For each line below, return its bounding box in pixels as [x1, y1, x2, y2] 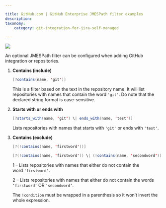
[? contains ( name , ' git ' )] [12, 77, 66, 82]
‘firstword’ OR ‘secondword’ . [12, 182, 74, 188]
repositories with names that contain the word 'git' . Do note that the [12, 91, 155, 97]
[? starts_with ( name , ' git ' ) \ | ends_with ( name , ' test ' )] [12, 116, 133, 121]
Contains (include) [12, 68, 52, 73]
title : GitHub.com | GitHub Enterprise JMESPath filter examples [5, 11, 143, 16]
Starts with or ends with [12, 106, 63, 112]
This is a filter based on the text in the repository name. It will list [12, 86, 145, 92]
